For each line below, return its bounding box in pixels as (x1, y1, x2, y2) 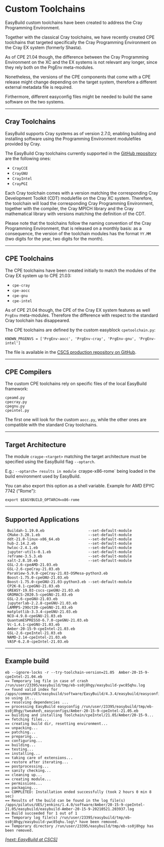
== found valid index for (5, 687, 58, 692)
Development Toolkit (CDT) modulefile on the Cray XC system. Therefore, (5, 195, 153, 201)
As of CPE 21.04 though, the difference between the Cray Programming (5, 54, 149, 60)
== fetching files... (5, 717, 49, 722)
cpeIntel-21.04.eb (5, 674, 42, 679)
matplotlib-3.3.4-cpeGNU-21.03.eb (7, 609, 78, 614)
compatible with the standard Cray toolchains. (5, 422, 98, 428)
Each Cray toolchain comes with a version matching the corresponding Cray (5, 190, 159, 196)
